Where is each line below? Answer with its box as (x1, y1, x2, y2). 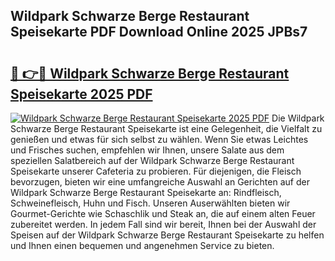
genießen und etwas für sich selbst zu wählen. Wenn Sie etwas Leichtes (10, 134, 309, 145)
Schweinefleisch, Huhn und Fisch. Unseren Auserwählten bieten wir (10, 197, 291, 209)
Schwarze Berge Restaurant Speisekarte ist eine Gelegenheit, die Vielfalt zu (10, 123, 323, 134)
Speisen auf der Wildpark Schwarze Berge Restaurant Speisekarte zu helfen (10, 229, 325, 241)
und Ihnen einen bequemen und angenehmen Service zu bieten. (10, 240, 275, 251)
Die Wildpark (271, 112, 325, 124)
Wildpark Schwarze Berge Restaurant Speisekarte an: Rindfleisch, (10, 187, 282, 198)
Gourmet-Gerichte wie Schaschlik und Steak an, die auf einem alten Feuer (10, 208, 316, 219)
